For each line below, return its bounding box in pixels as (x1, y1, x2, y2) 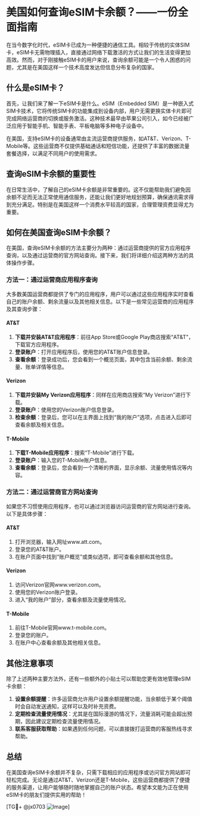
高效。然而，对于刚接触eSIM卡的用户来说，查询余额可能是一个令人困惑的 (6, 56, 186, 63)
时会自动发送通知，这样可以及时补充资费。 (14, 703, 120, 710)
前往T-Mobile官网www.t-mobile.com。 (14, 624, 110, 632)
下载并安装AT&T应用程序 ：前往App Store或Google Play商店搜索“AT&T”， (14, 333, 194, 340)
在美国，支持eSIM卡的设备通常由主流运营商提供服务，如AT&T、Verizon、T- (6, 135, 192, 142)
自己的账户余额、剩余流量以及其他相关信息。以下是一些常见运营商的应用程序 (6, 298, 194, 305)
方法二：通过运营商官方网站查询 (6, 488, 98, 496)
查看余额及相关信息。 (14, 421, 67, 429)
